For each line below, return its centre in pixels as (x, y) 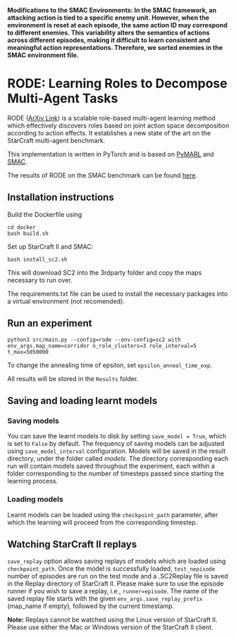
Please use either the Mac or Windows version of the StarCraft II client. (110, 627)
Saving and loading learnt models (82, 401)
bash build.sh (28, 233)
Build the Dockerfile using (45, 214)
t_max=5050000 (28, 352)
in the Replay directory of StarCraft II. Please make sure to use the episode (116, 583)
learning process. (33, 481)
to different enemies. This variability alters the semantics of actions (108, 32)
